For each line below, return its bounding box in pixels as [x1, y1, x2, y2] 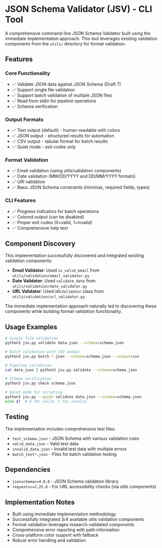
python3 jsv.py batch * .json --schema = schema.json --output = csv [5, 354, 139, 359]
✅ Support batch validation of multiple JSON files [12, 92, 112, 98]
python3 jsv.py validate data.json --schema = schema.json [5, 341, 124, 346]
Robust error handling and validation [12, 537, 86, 544]
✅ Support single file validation [12, 86, 75, 92]
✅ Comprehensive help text [12, 225, 68, 231]
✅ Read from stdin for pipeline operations [12, 98, 97, 104]
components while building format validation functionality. [5, 309, 123, 314]
